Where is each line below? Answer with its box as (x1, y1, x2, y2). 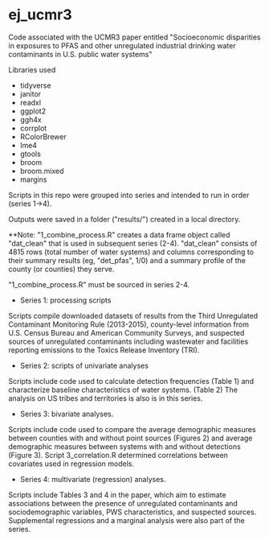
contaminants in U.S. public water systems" (8, 49, 153, 59)
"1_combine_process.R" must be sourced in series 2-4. (8, 279, 190, 289)
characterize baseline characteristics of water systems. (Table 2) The (8, 385, 238, 394)
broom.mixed (19, 166, 64, 175)
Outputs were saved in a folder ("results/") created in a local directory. (8, 214, 241, 224)
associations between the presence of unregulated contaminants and (8, 498, 238, 508)
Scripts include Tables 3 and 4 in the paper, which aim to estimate (8, 489, 226, 500)
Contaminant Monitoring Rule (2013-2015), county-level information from (8, 319, 249, 329)
